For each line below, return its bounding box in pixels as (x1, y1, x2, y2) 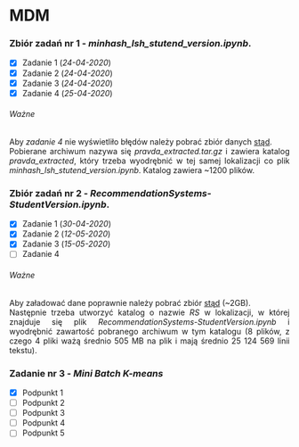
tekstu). (9, 344, 37, 355)
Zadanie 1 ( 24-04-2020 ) (21, 57, 111, 68)
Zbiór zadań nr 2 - (9, 186, 89, 199)
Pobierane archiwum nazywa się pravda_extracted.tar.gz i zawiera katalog (9, 145, 290, 156)
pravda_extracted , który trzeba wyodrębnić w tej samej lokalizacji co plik (9, 155, 290, 166)
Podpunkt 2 (21, 398, 65, 409)
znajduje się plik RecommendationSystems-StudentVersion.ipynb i (9, 316, 291, 327)
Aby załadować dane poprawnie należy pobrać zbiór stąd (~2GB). (9, 297, 251, 308)
